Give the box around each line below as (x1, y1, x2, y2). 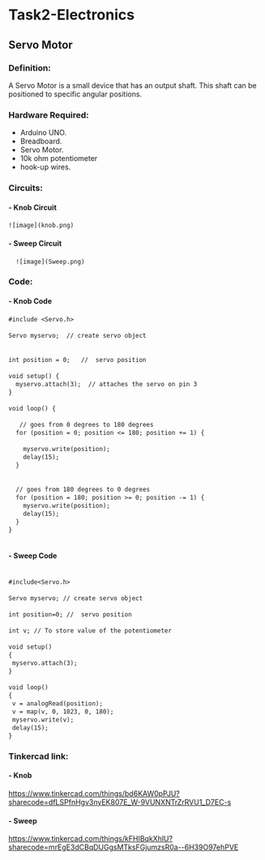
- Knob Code (8, 296, 53, 306)
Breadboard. (19, 136, 62, 147)
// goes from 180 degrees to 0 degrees (15, 485, 151, 493)
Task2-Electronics (8, 6, 135, 24)
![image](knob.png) (8, 221, 75, 230)
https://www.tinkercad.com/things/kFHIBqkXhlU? (8, 834, 173, 844)
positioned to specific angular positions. (8, 89, 143, 99)
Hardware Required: (8, 109, 89, 121)
